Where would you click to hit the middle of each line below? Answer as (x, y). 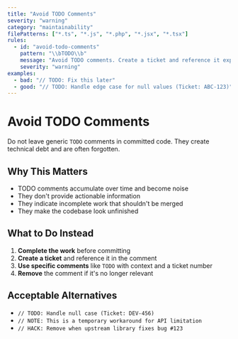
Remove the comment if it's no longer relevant (85, 273)
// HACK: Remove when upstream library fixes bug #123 (100, 328)
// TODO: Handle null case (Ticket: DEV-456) (86, 313)
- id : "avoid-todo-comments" (57, 47)
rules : (17, 41)
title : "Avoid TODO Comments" (52, 14)
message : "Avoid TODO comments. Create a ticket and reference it (120, 60)
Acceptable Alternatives (62, 296)
